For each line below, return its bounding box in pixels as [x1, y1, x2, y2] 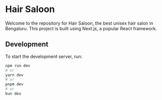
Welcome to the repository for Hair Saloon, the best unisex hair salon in [5, 20, 153, 26]
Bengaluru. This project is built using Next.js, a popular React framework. [5, 25, 157, 31]
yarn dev [5, 72, 24, 77]
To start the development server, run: [5, 53, 82, 59]
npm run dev [5, 63, 30, 68]
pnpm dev [5, 82, 24, 87]
